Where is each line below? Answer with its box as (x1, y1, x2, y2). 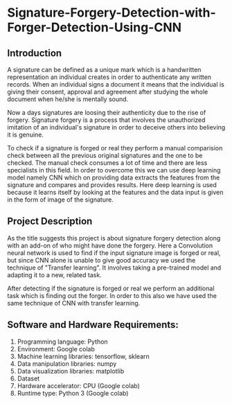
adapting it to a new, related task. (7, 270, 102, 279)
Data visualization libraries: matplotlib (17, 367, 125, 375)
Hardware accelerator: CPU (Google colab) (17, 381, 141, 389)
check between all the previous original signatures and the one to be (7, 151, 203, 159)
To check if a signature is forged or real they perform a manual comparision (7, 144, 223, 152)
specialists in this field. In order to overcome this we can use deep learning (7, 166, 221, 174)
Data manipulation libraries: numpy (17, 359, 117, 368)
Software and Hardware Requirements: (7, 319, 179, 331)
